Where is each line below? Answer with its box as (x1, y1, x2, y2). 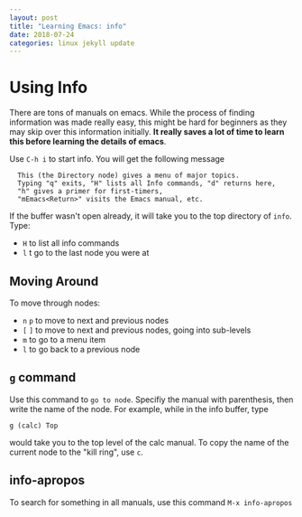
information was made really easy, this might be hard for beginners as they (9, 117, 288, 127)
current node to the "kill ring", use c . (9, 446, 144, 457)
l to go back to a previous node (22, 344, 141, 354)
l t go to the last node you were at (22, 248, 150, 258)
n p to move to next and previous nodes (22, 315, 169, 325)
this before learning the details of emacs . (9, 136, 167, 147)
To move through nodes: (9, 297, 101, 308)
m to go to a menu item (22, 334, 106, 344)
